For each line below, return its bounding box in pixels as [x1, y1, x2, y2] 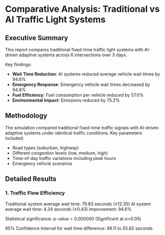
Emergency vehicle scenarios [12, 160, 72, 166]
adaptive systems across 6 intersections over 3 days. [19, 52, 127, 58]
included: [5, 135, 24, 141]
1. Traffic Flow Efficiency [5, 190, 65, 196]
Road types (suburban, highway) [12, 145, 79, 151]
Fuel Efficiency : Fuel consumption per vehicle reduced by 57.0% [12, 92, 144, 98]
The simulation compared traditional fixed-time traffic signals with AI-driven [5, 124, 159, 130]
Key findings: [5, 62, 32, 67]
